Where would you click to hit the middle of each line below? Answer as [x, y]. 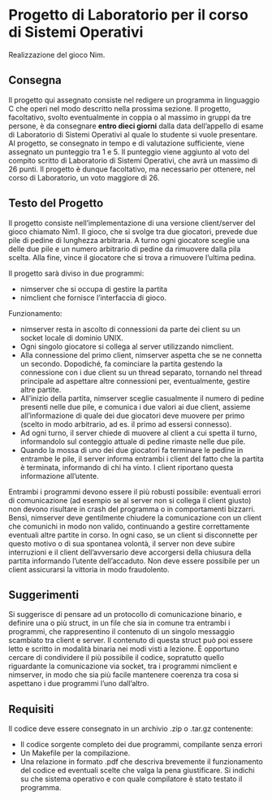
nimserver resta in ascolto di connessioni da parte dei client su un [130, 329]
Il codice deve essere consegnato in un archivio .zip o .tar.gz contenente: [131, 728]
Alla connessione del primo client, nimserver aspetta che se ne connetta [141, 354]
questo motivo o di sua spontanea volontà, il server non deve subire [122, 543]
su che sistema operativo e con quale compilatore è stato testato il [131, 779]
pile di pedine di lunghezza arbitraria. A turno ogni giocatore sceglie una [129, 240]
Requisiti [31, 709]
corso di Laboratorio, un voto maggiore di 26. [84, 177]
